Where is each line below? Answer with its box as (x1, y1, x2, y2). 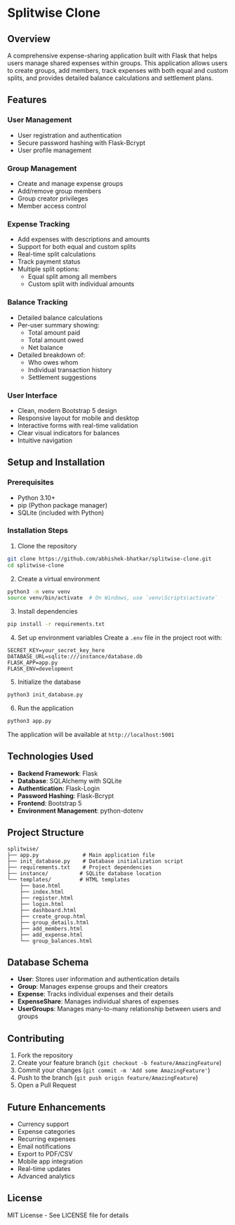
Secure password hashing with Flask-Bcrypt (17, 138, 146, 147)
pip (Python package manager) (17, 501, 108, 509)
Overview (7, 33, 51, 45)
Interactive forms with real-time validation (17, 421, 138, 429)
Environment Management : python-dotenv (17, 806, 144, 815)
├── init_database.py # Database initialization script (7, 858, 184, 865)
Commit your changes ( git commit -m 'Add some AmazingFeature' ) (17, 1066, 210, 1074)
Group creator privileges (17, 194, 89, 203)
